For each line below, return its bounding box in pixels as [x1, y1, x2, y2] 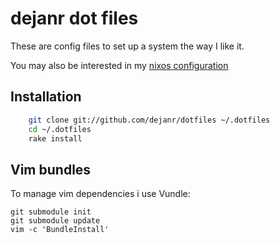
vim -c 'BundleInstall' [10, 225, 110, 235]
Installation [10, 88, 82, 106]
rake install [28, 133, 83, 144]
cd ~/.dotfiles [28, 124, 92, 134]
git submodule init [10, 207, 92, 217]
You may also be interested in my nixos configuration [10, 59, 229, 71]
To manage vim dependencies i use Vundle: [10, 188, 191, 200]
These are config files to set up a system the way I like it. [10, 40, 245, 52]
